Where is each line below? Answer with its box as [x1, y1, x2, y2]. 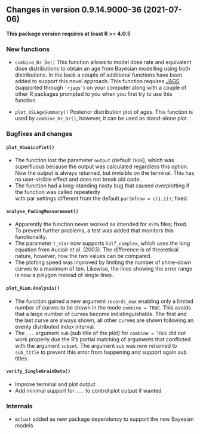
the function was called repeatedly [14, 189, 100, 196]
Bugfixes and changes [6, 130, 73, 138]
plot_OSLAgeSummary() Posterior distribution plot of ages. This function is [14, 108, 193, 116]
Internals [6, 402, 33, 410]
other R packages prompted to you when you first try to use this [14, 90, 173, 98]
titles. [14, 354, 29, 362]
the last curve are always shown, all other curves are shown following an [14, 317, 194, 324]
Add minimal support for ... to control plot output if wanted [14, 387, 162, 394]
